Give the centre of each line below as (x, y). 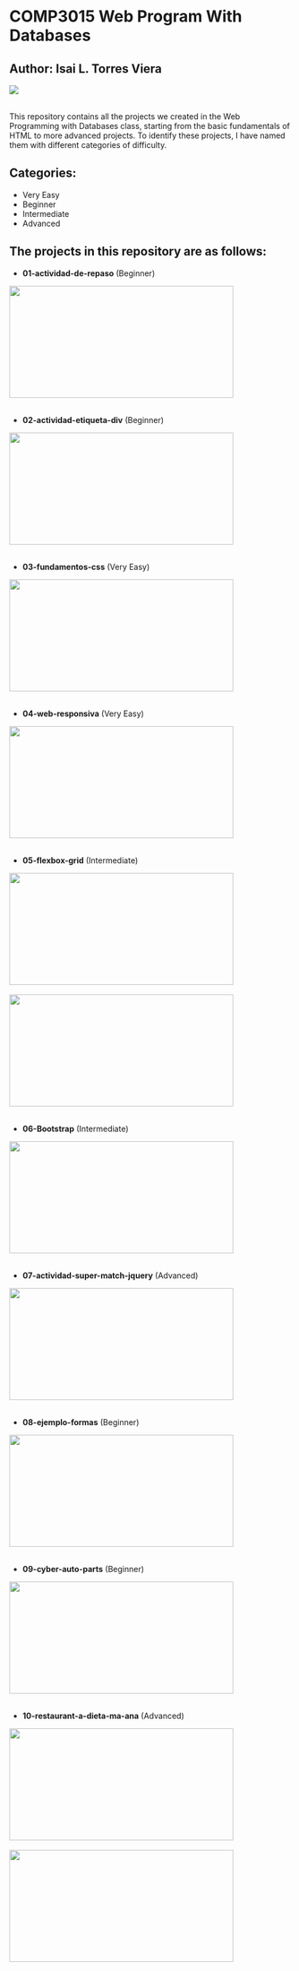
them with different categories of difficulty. (88, 145)
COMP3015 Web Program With (126, 17)
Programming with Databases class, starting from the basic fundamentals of (150, 126)
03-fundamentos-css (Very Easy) (86, 566)
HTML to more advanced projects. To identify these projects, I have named (147, 135)
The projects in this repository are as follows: (138, 251)
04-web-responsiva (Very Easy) (83, 713)
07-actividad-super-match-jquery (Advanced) (110, 1275)
